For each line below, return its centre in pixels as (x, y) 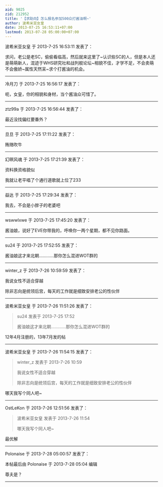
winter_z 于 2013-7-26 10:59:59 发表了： (46, 270)
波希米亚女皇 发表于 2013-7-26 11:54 (53, 418)
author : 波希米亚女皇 (25, 23)
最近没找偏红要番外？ (26, 119)
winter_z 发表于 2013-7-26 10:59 (49, 362)
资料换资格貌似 (20, 170)
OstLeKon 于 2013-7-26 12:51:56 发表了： (47, 408)
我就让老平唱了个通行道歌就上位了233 (43, 180)
